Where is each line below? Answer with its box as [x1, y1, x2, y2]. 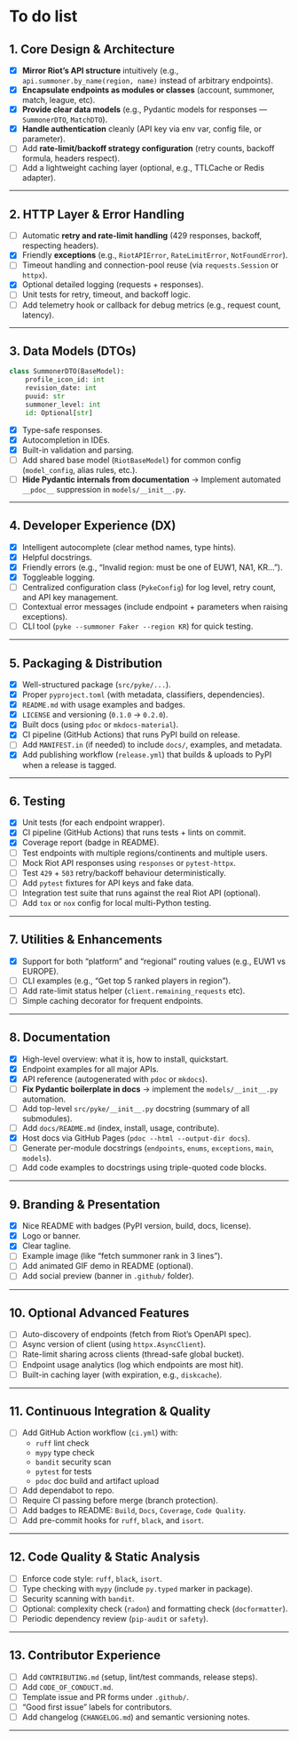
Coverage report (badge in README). [21, 838, 160, 848]
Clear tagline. [21, 1240, 72, 1251]
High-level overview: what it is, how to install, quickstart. [21, 1054, 229, 1064]
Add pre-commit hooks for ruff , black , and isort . [21, 1514, 204, 1526]
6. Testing [9, 793, 66, 808]
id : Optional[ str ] [25, 408, 93, 417]
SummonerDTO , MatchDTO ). [21, 114, 108, 125]
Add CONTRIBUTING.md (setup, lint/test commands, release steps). [21, 1672, 258, 1682]
